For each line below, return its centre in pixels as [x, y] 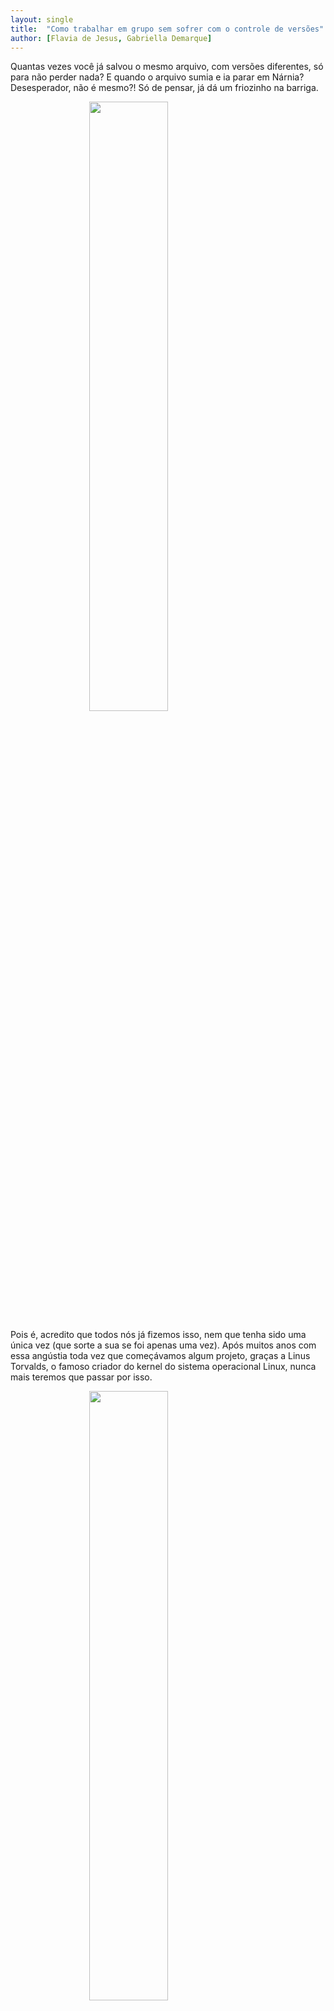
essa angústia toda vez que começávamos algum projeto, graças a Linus [160, 1356]
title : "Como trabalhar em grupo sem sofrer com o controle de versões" [167, 29]
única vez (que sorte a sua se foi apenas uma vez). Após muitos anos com [163, 1345]
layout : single [42, 19]
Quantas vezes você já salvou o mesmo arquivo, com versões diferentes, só [167, 67]
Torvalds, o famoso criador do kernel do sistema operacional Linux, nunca [163, 1367]
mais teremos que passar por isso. [81, 1377]
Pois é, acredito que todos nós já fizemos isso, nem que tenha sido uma [158, 1335]
